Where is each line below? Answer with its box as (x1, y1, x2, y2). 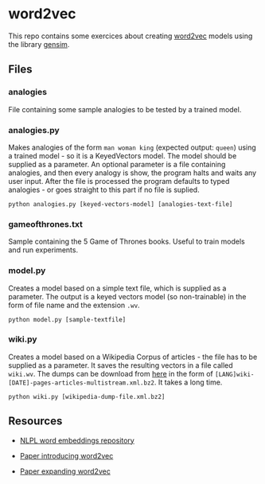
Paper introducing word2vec (19, 451, 114, 460)
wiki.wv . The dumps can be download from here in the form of (8, 369, 213, 378)
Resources (8, 415, 63, 428)
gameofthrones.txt (8, 218, 84, 229)
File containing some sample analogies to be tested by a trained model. (8, 104, 242, 114)
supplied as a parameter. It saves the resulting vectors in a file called (8, 360, 233, 370)
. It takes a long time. (154, 377, 223, 387)
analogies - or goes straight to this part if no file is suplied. (8, 185, 201, 194)
